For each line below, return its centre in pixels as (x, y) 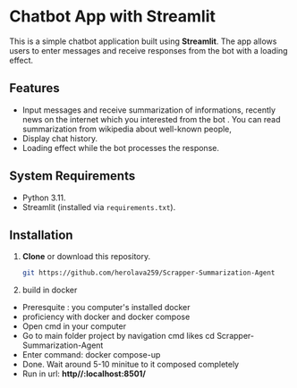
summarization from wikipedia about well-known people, (127, 129)
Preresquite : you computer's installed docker (106, 308)
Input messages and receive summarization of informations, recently (148, 110)
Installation (41, 235)
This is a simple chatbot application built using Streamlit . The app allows (143, 41)
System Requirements (72, 176)
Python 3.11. (44, 198)
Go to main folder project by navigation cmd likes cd (118, 336)
